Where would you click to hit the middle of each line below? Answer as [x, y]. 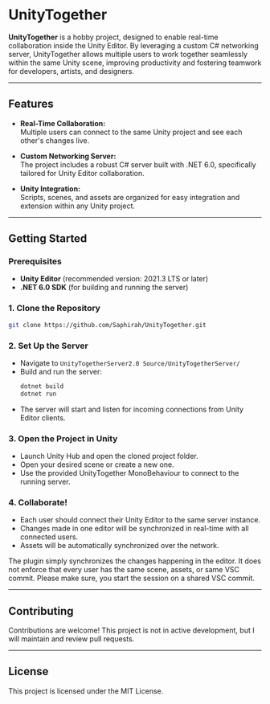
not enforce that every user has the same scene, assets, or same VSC [124, 570]
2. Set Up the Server [48, 346]
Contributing [41, 611]
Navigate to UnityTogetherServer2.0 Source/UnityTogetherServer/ [130, 362]
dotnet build [42, 386]
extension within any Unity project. [77, 206]
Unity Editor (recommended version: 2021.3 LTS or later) [114, 279]
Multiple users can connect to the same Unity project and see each [131, 132]
